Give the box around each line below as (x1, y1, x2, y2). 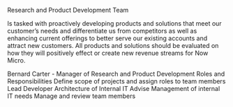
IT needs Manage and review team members (7, 92, 136, 100)
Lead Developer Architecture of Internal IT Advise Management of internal (7, 85, 220, 92)
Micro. (7, 56, 26, 65)
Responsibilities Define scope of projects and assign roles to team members (7, 77, 226, 85)
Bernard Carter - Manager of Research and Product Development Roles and (7, 69, 225, 78)
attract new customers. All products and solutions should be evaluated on (7, 42, 219, 49)
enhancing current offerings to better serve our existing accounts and (7, 34, 208, 42)
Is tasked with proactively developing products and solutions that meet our (7, 19, 222, 27)
